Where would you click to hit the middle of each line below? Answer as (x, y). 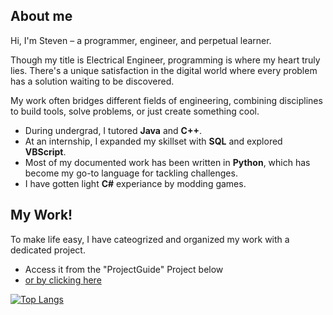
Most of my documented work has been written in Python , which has (167, 162)
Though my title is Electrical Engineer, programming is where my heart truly (165, 60)
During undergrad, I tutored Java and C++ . (113, 130)
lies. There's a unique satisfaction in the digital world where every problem (164, 70)
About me (41, 16)
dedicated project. (48, 250)
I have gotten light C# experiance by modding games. (135, 183)
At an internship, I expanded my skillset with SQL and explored (153, 141)
